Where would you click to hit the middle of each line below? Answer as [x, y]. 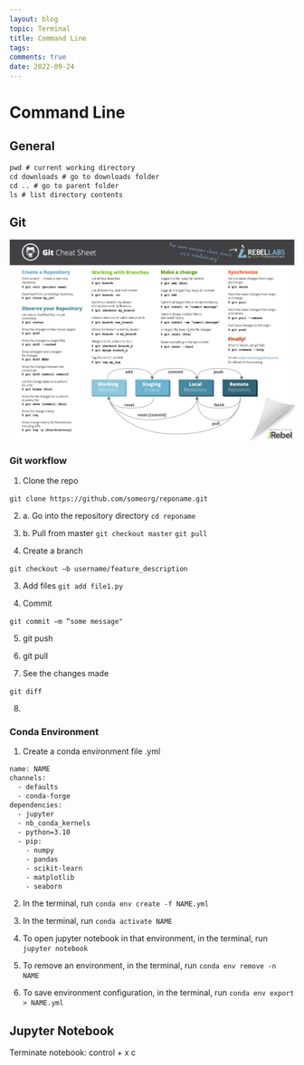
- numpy [40, 851]
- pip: [30, 842]
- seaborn [44, 887]
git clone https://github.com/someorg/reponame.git [109, 499]
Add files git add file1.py [73, 585]
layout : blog [34, 19]
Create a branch [52, 551]
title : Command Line [48, 38]
